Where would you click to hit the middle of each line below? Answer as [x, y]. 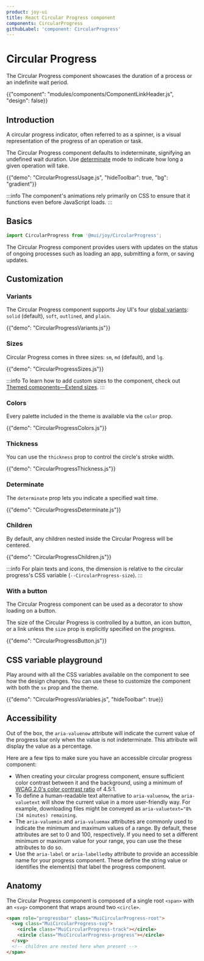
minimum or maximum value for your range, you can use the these [98, 840]
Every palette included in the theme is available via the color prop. [90, 416]
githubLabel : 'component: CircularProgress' [64, 29]
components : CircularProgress [45, 23]
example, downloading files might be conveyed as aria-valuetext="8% [103, 808]
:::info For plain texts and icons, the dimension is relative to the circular [95, 569]
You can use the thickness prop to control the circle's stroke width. [90, 457]
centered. [18, 545]
